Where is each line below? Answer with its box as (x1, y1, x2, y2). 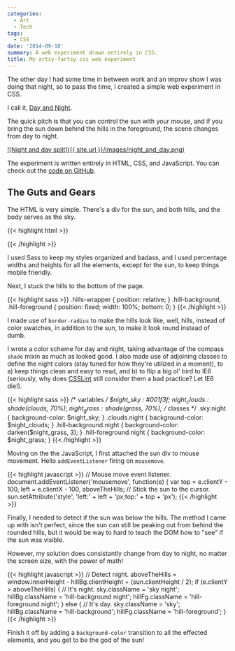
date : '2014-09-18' (7, 43, 64, 50)
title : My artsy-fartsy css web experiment (7, 56, 136, 63)
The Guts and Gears (7, 187, 97, 199)
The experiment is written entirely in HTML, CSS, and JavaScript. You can (7, 159, 220, 167)
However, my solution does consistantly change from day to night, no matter (7, 550, 227, 558)
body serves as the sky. (7, 213, 76, 221)
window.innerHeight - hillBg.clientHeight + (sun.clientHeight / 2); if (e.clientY (7, 578, 228, 586)
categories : (7, 10, 42, 17)
